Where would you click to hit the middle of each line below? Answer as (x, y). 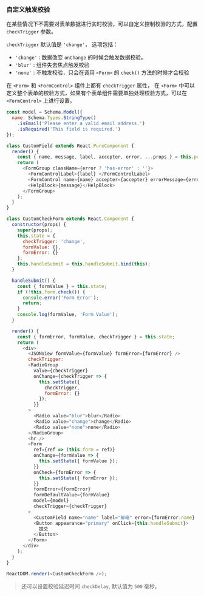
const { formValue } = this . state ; (62, 286)
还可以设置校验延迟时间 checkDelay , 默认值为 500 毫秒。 (90, 586)
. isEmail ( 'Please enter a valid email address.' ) (81, 124)
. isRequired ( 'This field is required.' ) (69, 129)
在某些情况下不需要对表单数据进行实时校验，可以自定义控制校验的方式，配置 (102, 24)
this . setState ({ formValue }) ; (78, 461)
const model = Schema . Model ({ (45, 112)
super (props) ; (35, 230)
